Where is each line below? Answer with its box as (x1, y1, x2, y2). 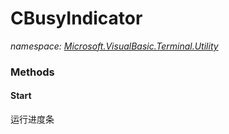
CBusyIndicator (10, 7, 143, 30)
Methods (10, 65, 55, 79)
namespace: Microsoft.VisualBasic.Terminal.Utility (10, 40, 219, 52)
